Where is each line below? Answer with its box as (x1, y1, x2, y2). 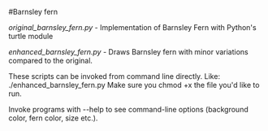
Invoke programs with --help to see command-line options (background (8, 105, 249, 114)
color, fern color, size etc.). (8, 113, 98, 123)
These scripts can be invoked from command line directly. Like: (8, 72, 221, 81)
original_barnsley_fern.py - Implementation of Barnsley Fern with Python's (8, 23, 257, 32)
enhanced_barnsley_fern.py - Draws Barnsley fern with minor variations (8, 47, 249, 56)
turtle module (8, 32, 54, 41)
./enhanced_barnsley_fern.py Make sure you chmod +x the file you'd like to (8, 81, 260, 90)
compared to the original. (8, 56, 93, 65)
